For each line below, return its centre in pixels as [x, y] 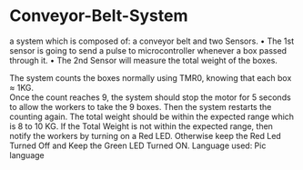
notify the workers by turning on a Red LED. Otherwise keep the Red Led [146, 135]
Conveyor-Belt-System [99, 16]
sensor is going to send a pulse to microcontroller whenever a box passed [148, 50]
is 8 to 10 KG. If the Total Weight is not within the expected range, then [141, 126]
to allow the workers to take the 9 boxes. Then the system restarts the [141, 106]
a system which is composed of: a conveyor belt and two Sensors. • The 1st [152, 41]
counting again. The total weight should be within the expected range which [151, 116]
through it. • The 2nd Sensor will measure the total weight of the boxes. [143, 60]
